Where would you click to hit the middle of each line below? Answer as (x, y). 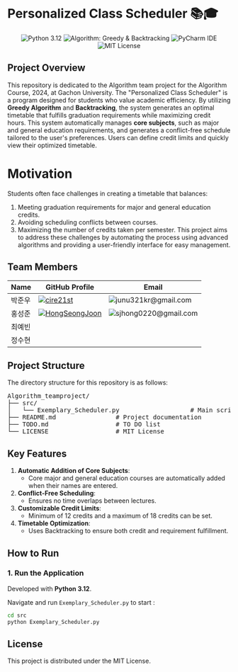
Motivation (40, 173)
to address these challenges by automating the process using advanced (123, 237)
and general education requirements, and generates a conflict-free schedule (119, 130)
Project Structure (46, 365)
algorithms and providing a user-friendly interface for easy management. (124, 244)
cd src (17, 615)
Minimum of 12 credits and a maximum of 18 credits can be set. (120, 516)
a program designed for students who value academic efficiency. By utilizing (119, 100)
